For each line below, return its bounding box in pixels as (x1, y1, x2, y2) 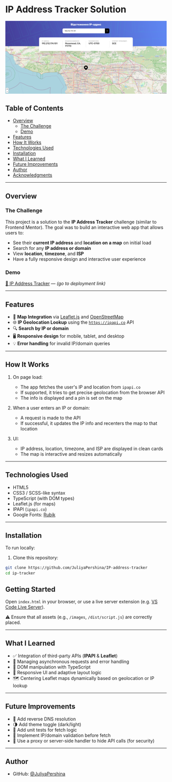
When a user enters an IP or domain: (12, 404, 90, 411)
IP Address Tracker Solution (5, 4, 126, 15)
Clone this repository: (12, 555, 58, 561)
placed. (5, 619, 21, 625)
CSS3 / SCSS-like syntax (12, 490, 66, 496)
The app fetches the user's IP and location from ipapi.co (20, 384, 141, 390)
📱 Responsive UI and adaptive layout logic (12, 669, 101, 675)
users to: (5, 229, 24, 236)
